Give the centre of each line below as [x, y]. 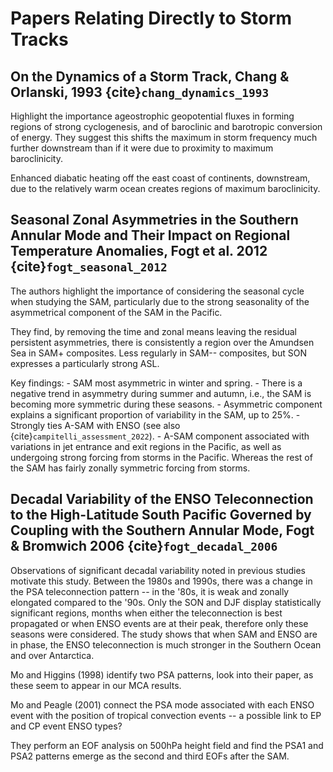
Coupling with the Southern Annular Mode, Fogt [162, 530]
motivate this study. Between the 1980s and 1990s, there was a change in [161, 581]
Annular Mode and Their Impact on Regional [150, 235]
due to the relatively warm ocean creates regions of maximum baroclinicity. [165, 188]
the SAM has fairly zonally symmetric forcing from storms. [130, 468]
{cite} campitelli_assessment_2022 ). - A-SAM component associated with [160, 436]
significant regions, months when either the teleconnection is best [146, 613]
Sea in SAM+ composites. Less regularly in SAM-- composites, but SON [159, 353]
